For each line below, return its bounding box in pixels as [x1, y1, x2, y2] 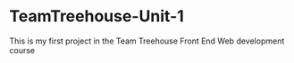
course [9, 44, 36, 55]
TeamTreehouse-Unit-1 [9, 6, 185, 27]
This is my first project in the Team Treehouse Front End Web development [9, 35, 285, 46]
